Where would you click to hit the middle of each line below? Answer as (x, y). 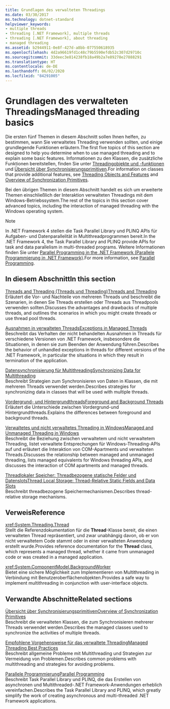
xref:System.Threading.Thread (37, 525)
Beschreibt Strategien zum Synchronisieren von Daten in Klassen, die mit (82, 381)
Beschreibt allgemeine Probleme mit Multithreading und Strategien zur (79, 653)
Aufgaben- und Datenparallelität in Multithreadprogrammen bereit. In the (80, 236)
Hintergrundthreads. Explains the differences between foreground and (78, 412)
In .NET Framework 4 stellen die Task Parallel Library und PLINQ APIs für (81, 231)
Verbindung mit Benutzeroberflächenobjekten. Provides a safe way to (77, 578)
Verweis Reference (35, 513)
